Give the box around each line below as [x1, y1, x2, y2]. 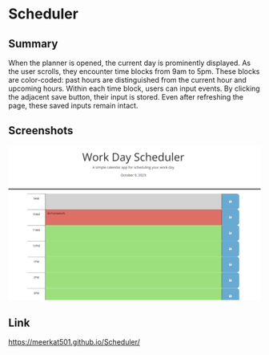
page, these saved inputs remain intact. [8, 101, 139, 110]
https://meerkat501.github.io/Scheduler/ [8, 337, 140, 347]
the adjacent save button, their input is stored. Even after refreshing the [8, 92, 244, 101]
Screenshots [8, 124, 74, 137]
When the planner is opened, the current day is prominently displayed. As [8, 58, 251, 67]
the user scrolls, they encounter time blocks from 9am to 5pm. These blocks [8, 67, 260, 76]
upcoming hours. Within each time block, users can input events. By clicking [8, 84, 260, 93]
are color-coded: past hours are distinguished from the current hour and [8, 75, 247, 84]
